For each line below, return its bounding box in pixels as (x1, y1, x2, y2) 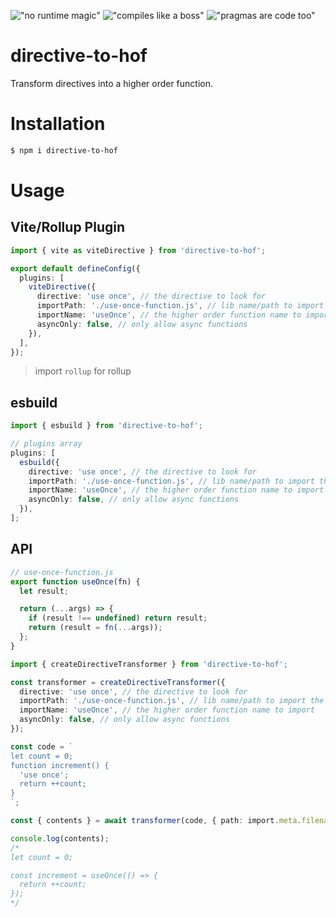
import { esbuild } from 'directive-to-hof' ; (10, 421, 203, 431)
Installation (10, 113, 106, 135)
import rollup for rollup (34, 365, 132, 377)
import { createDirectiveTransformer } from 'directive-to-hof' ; (10, 659, 288, 669)
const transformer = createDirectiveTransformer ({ (10, 677, 226, 687)
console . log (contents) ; (10, 833, 110, 844)
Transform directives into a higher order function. (10, 77, 214, 89)
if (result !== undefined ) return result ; (28, 613, 208, 624)
